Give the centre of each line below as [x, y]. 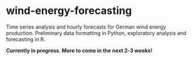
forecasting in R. [26, 39]
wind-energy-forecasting [69, 11]
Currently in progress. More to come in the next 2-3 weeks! [79, 50]
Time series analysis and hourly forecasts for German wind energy [86, 27]
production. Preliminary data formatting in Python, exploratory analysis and [96, 33]
